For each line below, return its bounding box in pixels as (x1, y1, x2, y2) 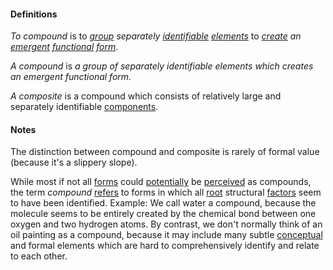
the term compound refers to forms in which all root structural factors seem (10, 186, 322, 199)
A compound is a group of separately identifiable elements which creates (10, 60, 314, 72)
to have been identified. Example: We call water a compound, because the (10, 197, 317, 209)
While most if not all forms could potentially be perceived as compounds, (10, 176, 312, 188)
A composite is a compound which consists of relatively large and (10, 90, 282, 102)
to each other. (10, 250, 68, 262)
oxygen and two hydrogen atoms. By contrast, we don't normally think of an (10, 218, 323, 230)
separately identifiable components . (10, 101, 159, 113)
